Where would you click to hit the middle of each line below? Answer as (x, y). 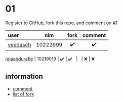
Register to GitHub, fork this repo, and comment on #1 (61, 23)
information (24, 76)
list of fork (23, 94)
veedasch (19, 45)
